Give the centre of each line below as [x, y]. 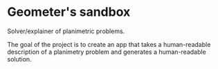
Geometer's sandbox [69, 12]
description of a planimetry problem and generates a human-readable [107, 52]
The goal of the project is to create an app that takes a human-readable [109, 44]
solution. [20, 59]
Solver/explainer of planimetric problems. [66, 31]
